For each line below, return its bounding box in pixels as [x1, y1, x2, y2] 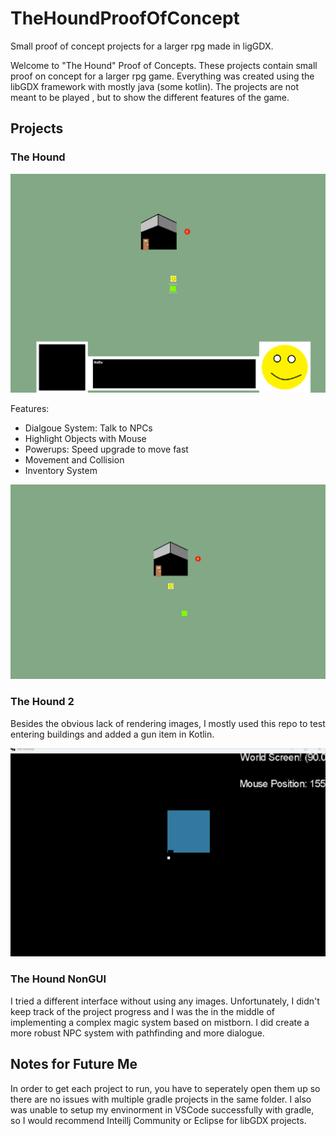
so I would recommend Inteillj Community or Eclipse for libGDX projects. [10, 1114, 307, 1126]
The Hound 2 [10, 695, 75, 709]
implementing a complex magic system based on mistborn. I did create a [10, 1016, 310, 1028]
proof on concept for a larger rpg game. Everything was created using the [10, 70, 315, 82]
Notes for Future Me [10, 1056, 138, 1073]
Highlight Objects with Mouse [24, 433, 147, 445]
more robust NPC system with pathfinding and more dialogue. [10, 1027, 265, 1039]
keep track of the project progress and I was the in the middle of [10, 1005, 275, 1017]
